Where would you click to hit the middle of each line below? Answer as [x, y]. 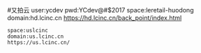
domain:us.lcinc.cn [36, 36]
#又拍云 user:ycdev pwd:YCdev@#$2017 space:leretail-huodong [100, 10]
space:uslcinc [28, 30]
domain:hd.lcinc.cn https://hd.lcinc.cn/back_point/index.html [95, 18]
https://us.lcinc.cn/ [39, 43]
